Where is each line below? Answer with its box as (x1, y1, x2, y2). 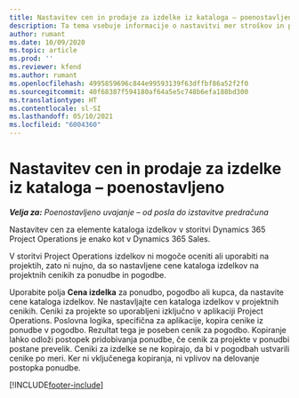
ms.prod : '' (9, 54, 53, 63)
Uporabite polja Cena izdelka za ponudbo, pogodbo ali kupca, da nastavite (9, 286, 285, 298)
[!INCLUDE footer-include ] (9, 379, 104, 390)
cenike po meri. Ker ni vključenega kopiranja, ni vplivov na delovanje (9, 353, 260, 363)
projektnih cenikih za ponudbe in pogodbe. (9, 269, 166, 280)
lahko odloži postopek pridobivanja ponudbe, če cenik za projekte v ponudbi (9, 334, 290, 345)
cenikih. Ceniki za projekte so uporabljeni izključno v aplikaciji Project (9, 306, 264, 316)
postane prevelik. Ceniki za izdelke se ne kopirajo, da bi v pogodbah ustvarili (9, 343, 290, 354)
